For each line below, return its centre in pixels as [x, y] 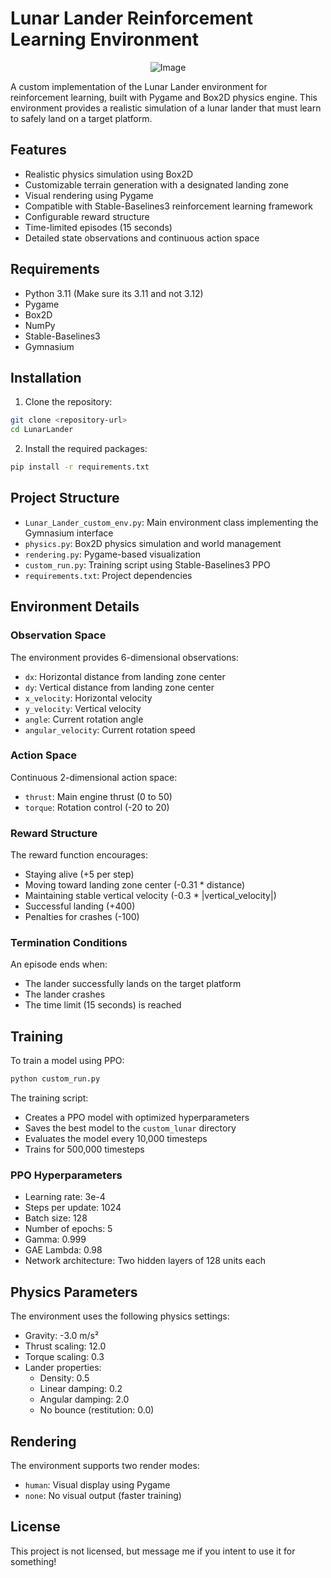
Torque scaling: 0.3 [64, 1357]
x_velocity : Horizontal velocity [88, 698]
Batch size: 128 [56, 1218]
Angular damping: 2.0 [84, 1399]
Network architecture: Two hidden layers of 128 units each [145, 1261]
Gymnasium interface [69, 533]
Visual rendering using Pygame [89, 195]
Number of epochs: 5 [68, 1229]
